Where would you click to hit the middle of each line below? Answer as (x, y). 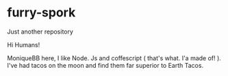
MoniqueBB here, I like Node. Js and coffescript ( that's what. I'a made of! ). (114, 58)
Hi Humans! (24, 45)
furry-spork (41, 13)
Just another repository (40, 31)
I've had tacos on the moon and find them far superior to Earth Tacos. (105, 65)
